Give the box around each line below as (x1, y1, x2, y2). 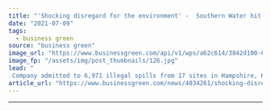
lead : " (8, 64, 35, 72)
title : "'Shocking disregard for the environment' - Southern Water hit (8, 11, 262, 20)
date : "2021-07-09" (8, 19, 74, 27)
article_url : (8, 79, 52, 87)
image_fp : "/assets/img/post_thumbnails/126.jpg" (8, 57, 179, 65)
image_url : (8, 49, 45, 57)
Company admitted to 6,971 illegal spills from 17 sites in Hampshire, (11, 72, 258, 80)
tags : (8, 27, 27, 35)
